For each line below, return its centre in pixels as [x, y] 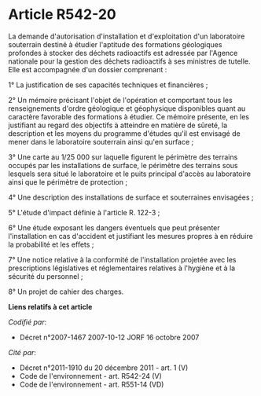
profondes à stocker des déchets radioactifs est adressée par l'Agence [123, 53]
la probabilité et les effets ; [51, 244]
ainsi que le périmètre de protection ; [68, 181]
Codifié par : [28, 322]
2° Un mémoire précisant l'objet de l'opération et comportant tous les [121, 100]
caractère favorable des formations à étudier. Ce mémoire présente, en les [129, 116]
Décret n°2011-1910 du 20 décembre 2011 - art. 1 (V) [104, 368]
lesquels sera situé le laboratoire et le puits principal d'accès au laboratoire [130, 174]
